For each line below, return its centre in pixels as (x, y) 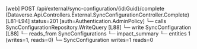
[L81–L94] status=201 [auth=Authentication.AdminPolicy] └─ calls (86, 21)
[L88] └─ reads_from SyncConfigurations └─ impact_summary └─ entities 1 (98, 34)
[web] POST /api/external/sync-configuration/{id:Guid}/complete (85, 9)
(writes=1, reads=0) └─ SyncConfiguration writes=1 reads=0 (80, 40)
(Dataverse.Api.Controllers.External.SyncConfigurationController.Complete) (97, 15)
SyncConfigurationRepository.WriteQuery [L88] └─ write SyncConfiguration (98, 27)
